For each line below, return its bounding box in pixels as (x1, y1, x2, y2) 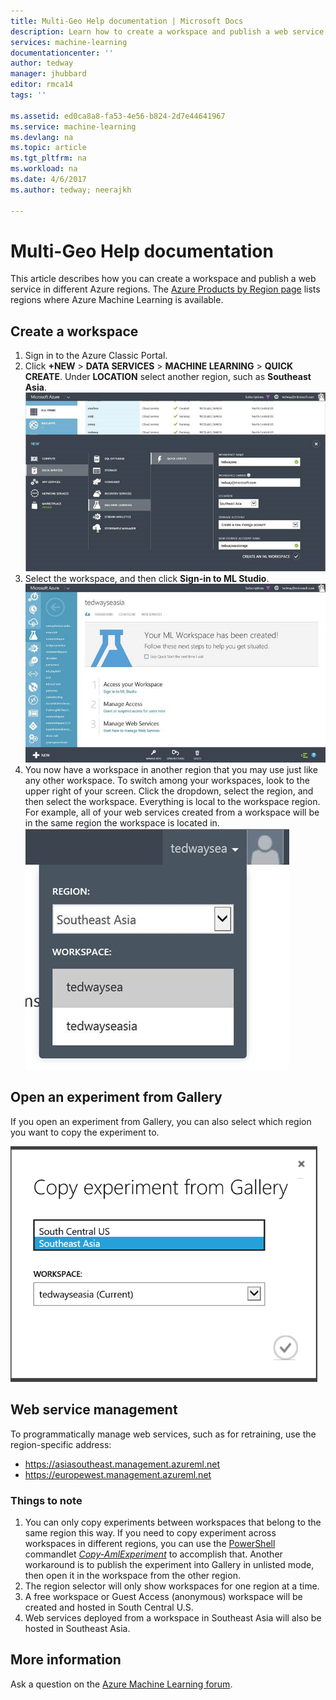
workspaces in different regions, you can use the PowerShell (24, 1537, 276, 1549)
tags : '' (10, 90, 47, 100)
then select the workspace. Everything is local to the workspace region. (24, 795, 321, 807)
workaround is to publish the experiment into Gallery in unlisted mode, (24, 1558, 315, 1570)
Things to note (10, 1493, 83, 1507)
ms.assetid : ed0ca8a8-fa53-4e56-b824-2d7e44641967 (10, 111, 226, 121)
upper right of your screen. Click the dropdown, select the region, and (24, 785, 314, 797)
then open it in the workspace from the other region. (24, 1569, 241, 1581)
